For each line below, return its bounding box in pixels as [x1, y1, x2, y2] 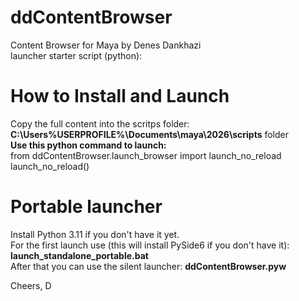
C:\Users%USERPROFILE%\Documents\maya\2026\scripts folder [10, 128, 289, 140]
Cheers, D [10, 279, 52, 291]
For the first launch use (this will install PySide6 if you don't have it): [10, 239, 290, 251]
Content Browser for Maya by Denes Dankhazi [10, 39, 202, 51]
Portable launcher [10, 196, 163, 218]
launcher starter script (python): [10, 49, 143, 61]
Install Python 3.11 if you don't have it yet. [10, 228, 180, 240]
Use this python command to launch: [10, 139, 167, 151]
